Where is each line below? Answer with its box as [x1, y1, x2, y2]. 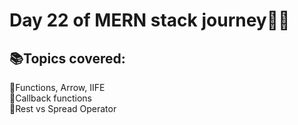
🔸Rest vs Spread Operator [9, 103, 117, 114]
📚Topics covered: [9, 50, 126, 67]
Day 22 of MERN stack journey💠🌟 [9, 9, 291, 32]
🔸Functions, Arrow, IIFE [9, 82, 106, 93]
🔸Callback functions [9, 92, 93, 104]
